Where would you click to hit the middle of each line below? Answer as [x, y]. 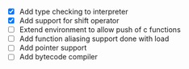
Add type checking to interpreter [73, 12]
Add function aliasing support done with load [94, 39]
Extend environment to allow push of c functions [100, 30]
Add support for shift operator [69, 21]
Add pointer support [53, 48]
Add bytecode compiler [59, 57]
